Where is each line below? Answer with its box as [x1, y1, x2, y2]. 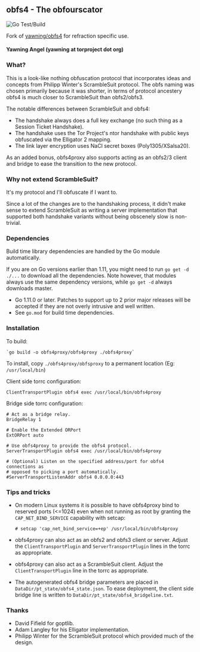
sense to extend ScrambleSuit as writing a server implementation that [6, 206, 177, 214]
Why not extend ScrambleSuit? [6, 175, 99, 183]
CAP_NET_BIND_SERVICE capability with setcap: [14, 514, 126, 521]
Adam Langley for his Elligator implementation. [14, 626, 130, 633]
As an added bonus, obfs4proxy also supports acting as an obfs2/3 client [6, 154, 187, 161]
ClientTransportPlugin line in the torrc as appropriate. [14, 566, 149, 574]
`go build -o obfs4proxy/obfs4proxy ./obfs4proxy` [6, 349, 135, 355]
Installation [6, 324, 40, 333]
